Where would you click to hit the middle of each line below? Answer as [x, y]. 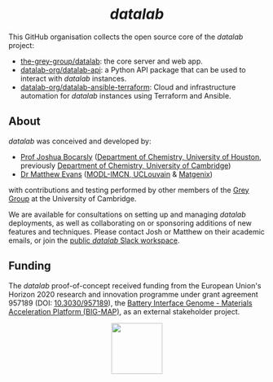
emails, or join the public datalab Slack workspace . [95, 240]
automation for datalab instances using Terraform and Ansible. [125, 95]
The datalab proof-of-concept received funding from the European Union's [135, 285]
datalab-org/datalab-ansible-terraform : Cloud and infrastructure [128, 87]
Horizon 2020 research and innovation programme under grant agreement [133, 294]
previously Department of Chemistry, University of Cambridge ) [125, 165]
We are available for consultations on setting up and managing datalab [127, 214]
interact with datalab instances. [73, 78]
